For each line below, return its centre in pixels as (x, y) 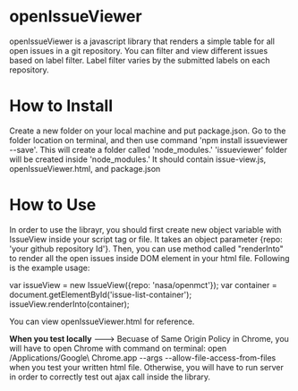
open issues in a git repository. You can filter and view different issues (139, 50)
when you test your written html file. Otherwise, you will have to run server (146, 367)
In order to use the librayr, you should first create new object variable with (145, 229)
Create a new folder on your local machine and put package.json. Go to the (148, 131)
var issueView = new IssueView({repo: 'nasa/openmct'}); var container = (143, 285)
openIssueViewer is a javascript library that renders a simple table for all (142, 41)
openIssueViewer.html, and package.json (85, 168)
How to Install (61, 106)
